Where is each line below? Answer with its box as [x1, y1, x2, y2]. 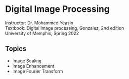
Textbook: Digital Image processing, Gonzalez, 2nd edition [5, 25, 125, 31]
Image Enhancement [12, 63, 54, 69]
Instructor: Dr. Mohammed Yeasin [5, 20, 74, 26]
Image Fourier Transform [12, 68, 63, 74]
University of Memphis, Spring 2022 [5, 30, 79, 36]
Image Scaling [12, 58, 42, 64]
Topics [5, 44, 27, 53]
